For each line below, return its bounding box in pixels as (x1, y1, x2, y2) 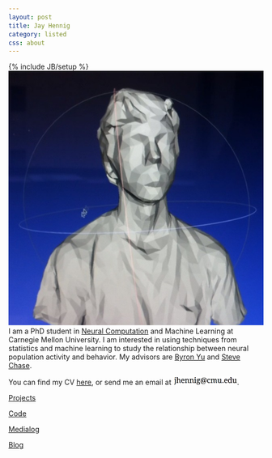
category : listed (8, 30, 67, 38)
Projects (8, 393, 36, 403)
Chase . (8, 361, 32, 371)
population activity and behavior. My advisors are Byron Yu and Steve (8, 352, 240, 362)
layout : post (8, 13, 53, 21)
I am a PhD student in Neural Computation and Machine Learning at (8, 326, 234, 336)
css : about (8, 39, 45, 47)
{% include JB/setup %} (8, 61, 89, 72)
